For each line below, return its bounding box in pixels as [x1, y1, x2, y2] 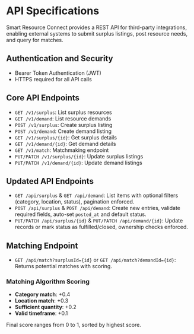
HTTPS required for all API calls [14, 75, 92, 82]
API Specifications [6, 4, 100, 18]
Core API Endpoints [6, 93, 80, 103]
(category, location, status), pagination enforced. [14, 198, 135, 205]
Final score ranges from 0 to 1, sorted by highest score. [6, 322, 141, 329]
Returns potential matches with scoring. [14, 263, 113, 270]
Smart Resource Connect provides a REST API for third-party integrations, [6, 24, 187, 31]
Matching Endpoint [6, 240, 78, 250]
